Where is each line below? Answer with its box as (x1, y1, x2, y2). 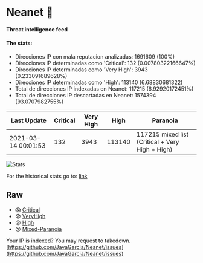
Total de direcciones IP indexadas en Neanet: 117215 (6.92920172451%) (14, 85, 194, 93)
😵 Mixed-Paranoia (14, 225, 62, 232)
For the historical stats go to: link (6, 172, 88, 180)
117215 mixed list (136, 130, 189, 138)
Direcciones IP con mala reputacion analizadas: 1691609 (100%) (14, 53, 175, 60)
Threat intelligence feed (6, 25, 68, 33)
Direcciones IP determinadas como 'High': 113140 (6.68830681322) (14, 79, 183, 86)
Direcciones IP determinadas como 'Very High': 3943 (14, 66, 148, 73)
